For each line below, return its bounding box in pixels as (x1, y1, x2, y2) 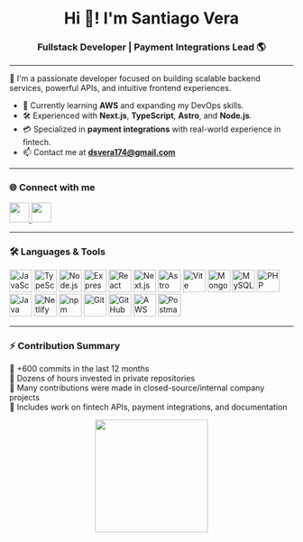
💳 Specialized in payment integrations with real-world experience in (22, 124, 281, 134)
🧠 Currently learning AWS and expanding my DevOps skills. (22, 100, 244, 111)
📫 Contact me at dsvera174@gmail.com (22, 147, 176, 158)
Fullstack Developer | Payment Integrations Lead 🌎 (37, 41, 266, 53)
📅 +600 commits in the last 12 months (9, 363, 150, 374)
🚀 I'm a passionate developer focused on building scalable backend (9, 73, 261, 84)
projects (9, 392, 41, 403)
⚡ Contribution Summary (9, 340, 121, 352)
